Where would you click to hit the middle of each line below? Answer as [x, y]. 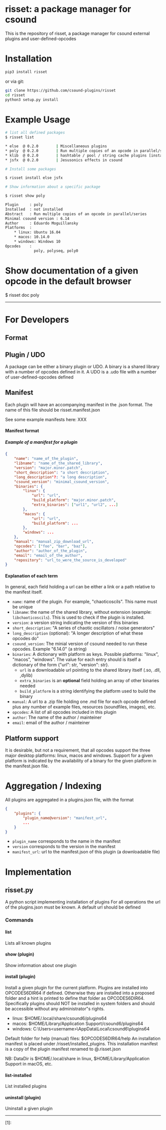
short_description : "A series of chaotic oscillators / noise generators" [83, 628]
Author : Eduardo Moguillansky [42, 223]
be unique [22, 607]
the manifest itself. [24, 592]
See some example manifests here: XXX [46, 419]
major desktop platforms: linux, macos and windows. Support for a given [79, 755]
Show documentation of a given [72, 270]
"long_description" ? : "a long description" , [61, 477]
